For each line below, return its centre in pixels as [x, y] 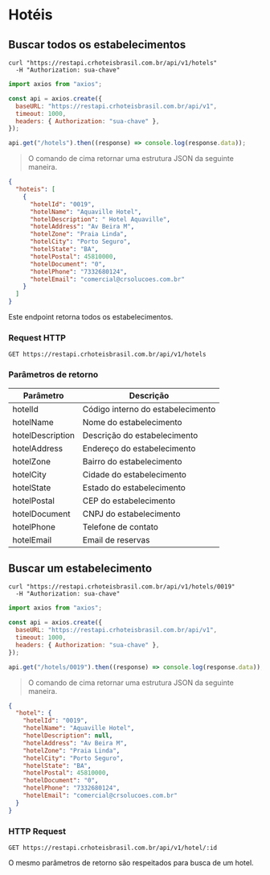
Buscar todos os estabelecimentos [97, 45]
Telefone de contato [121, 526]
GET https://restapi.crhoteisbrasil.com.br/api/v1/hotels [107, 355]
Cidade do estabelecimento [135, 474]
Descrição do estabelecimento [140, 435]
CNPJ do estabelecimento [131, 514]
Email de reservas [116, 539]
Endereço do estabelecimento [139, 448]
